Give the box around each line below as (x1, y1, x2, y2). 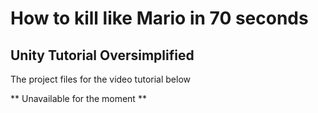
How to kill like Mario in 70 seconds (10, 7, 309, 30)
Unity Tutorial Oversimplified (10, 47, 195, 64)
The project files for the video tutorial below (10, 73, 192, 85)
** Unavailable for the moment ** (10, 93, 147, 104)
